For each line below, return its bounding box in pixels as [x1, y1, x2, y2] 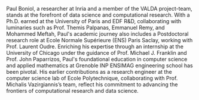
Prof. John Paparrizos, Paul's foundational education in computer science [6, 56, 188, 62]
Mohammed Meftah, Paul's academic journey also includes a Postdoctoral [6, 30, 189, 37]
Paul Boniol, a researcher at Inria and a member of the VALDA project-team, [6, 5, 192, 12]
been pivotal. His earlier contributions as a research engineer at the [6, 68, 172, 75]
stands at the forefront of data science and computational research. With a [6, 11, 190, 18]
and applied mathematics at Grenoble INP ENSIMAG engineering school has [6, 62, 193, 69]
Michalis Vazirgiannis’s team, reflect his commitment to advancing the [6, 81, 178, 88]
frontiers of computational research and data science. [6, 87, 139, 94]
